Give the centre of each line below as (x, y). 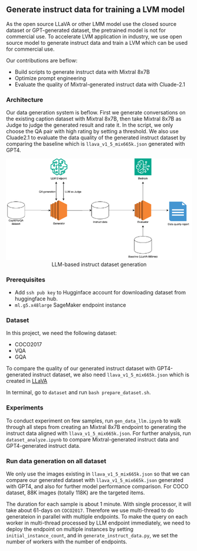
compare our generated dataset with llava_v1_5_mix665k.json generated (95, 480)
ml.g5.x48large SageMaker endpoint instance (70, 305)
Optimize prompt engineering (50, 78)
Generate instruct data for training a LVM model (95, 10)
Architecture (25, 100)
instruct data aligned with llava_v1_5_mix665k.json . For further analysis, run (98, 433)
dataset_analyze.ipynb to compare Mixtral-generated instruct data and (92, 440)
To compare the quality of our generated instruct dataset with (81, 369)
